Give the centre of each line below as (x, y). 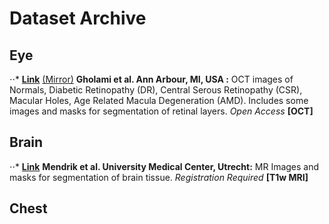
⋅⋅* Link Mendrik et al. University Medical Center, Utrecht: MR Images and (164, 166)
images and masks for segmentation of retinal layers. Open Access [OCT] (161, 111)
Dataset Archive (78, 18)
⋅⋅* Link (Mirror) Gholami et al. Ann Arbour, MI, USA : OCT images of (151, 79)
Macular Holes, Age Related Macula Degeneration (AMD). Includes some (159, 100)
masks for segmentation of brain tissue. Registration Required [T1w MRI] (159, 177)
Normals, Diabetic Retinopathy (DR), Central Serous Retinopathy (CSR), (156, 90)
